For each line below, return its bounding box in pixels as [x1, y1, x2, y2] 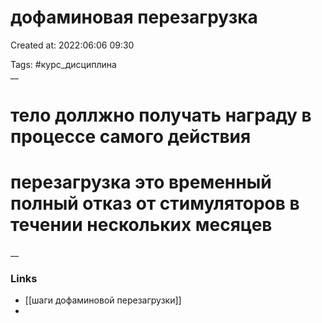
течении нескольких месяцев [10, 214, 273, 236]
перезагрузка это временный [10, 171, 272, 194]
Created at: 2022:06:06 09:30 [10, 39, 135, 51]
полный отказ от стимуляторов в [10, 192, 300, 215]
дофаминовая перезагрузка [10, 6, 258, 29]
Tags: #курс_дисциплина [10, 58, 117, 70]
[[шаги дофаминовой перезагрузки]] [24, 294, 182, 306]
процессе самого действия [10, 126, 252, 148]
